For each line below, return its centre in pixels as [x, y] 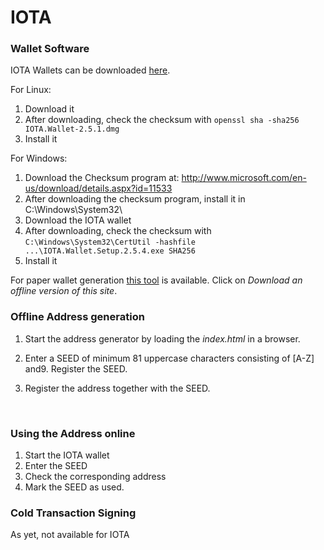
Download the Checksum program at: [102, 178]
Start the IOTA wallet [67, 455]
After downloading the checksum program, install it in [135, 199]
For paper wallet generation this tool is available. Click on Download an [156, 280]
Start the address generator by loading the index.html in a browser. [162, 338]
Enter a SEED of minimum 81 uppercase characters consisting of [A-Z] [169, 358]
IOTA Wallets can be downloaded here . [90, 70]
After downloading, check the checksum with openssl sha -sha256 [162, 120]
